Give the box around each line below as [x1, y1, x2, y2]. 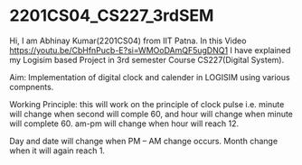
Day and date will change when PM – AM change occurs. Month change [9, 135, 278, 146]
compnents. [9, 81, 54, 92]
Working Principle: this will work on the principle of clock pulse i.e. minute [9, 98, 285, 109]
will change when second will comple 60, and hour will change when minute [9, 108, 294, 119]
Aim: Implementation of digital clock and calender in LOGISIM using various [9, 71, 291, 82]
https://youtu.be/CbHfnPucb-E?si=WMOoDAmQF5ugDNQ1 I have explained [9, 44, 291, 55]
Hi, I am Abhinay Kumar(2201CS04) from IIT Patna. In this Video [9, 35, 247, 46]
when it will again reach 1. [9, 145, 106, 156]
